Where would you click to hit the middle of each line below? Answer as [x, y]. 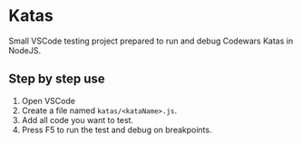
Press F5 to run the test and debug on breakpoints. [117, 130]
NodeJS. [25, 50]
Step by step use [57, 79]
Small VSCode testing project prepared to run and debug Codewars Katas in [151, 41]
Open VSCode [49, 101]
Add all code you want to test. [77, 120]
